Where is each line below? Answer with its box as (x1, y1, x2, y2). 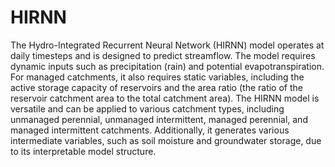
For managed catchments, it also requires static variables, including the (10, 71, 305, 83)
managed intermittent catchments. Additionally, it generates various (10, 124, 290, 136)
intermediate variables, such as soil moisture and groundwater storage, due (10, 134, 322, 146)
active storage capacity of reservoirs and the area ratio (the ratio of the (10, 81, 303, 93)
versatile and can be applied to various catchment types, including (10, 102, 285, 115)
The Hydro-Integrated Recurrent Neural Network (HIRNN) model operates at (10, 39, 325, 51)
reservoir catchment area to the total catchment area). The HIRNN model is (10, 92, 320, 104)
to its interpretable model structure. (10, 145, 157, 157)
